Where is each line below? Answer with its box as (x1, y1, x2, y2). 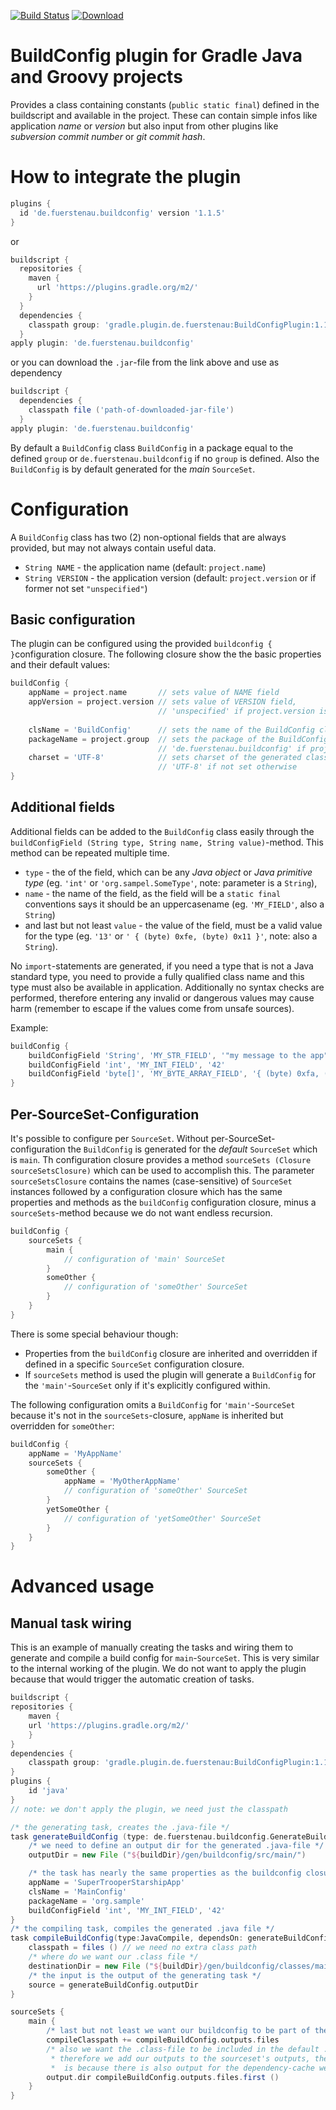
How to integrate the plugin (10, 166, 242, 189)
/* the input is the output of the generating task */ (28, 1970, 262, 1980)
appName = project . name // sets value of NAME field (28, 688, 280, 698)
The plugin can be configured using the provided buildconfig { (10, 638, 273, 650)
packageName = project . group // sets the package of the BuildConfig (28, 734, 329, 744)
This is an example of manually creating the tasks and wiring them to (10, 1641, 294, 1654)
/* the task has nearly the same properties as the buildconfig (28, 1868, 302, 1879)
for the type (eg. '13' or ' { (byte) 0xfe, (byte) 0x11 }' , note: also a (24, 930, 318, 942)
